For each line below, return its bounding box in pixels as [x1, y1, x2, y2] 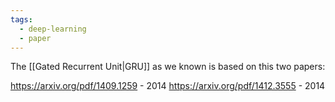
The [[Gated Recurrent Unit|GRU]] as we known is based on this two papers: [10, 61, 326, 73]
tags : [10, 14, 33, 25]
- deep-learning [19, 24, 87, 34]
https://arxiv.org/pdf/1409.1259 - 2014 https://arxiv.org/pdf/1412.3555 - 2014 [10, 80, 326, 92]
